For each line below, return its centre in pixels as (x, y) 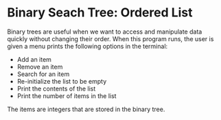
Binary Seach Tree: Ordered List (100, 13)
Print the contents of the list (56, 88)
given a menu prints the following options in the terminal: (88, 46)
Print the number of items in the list (67, 96)
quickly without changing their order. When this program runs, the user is (110, 38)
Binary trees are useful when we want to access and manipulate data (105, 32)
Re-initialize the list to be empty (62, 81)
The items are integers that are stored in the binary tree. (86, 109)
